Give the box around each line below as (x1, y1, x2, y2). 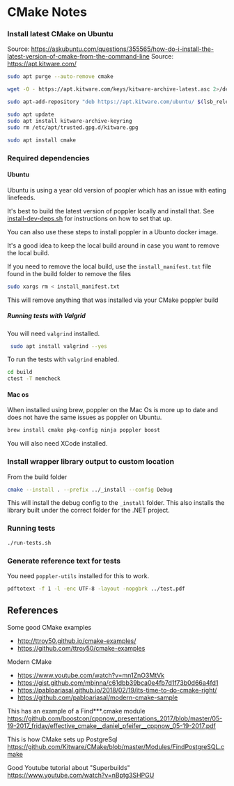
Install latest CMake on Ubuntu (7, 29, 114, 39)
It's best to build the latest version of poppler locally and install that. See (7, 206, 214, 215)
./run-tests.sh (7, 539, 52, 546)
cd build (7, 369, 33, 376)
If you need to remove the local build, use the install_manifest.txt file (7, 262, 212, 271)
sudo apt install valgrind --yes (10, 342, 108, 349)
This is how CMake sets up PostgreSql (7, 735, 118, 743)
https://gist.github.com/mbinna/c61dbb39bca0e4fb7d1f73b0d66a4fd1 (17, 678, 219, 687)
